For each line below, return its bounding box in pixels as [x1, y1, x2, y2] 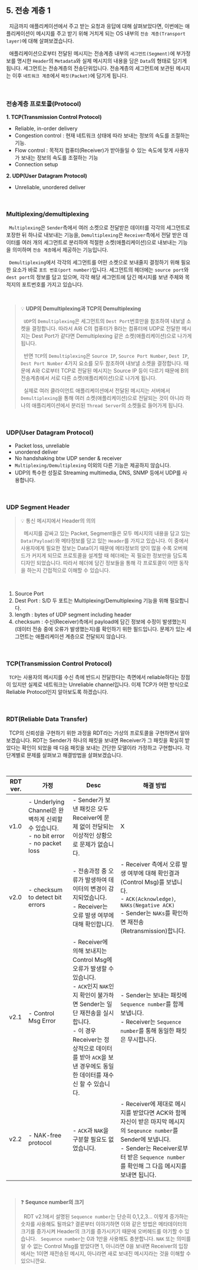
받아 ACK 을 [79, 1053, 107, 1061]
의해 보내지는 [72, 946, 107, 955]
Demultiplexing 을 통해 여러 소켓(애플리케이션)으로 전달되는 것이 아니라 [20, 395, 184, 402]
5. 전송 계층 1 [6, 5, 51, 16]
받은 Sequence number [127, 1153, 186, 1161]
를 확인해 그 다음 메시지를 [120, 1162, 187, 1170]
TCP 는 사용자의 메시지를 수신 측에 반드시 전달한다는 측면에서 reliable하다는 [8, 674, 180, 681]
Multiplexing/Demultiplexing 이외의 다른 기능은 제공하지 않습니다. [14, 461, 171, 468]
